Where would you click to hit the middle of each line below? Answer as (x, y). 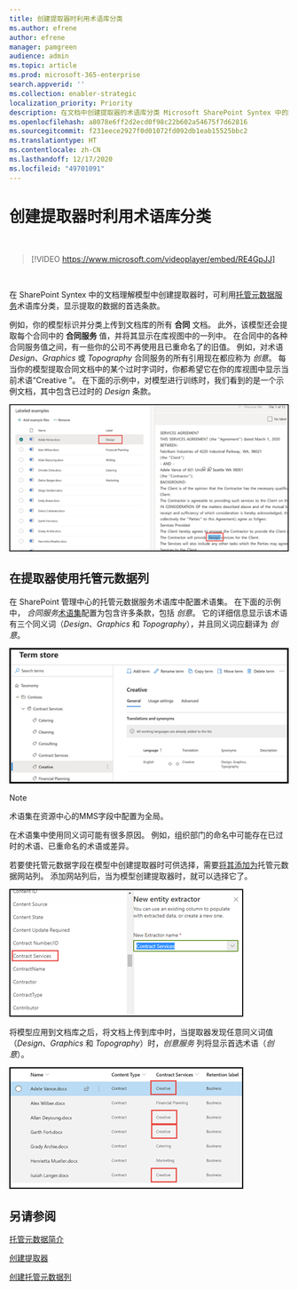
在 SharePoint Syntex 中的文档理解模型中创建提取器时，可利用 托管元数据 (142, 294)
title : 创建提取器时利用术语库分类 (66, 19)
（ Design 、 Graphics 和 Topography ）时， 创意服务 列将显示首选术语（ (138, 1043)
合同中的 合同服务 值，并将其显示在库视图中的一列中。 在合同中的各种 (160, 335)
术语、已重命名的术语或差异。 (79, 846)
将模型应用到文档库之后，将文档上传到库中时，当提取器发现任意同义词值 (141, 1032)
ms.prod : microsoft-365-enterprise (75, 76)
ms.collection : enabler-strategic (73, 93)
